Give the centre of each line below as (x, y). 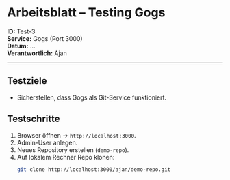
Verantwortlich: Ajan (37, 53)
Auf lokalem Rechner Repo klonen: (66, 157)
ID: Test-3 (21, 31)
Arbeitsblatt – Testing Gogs (86, 13)
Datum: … (21, 46)
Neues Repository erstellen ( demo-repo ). (73, 150)
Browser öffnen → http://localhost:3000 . (76, 135)
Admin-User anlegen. (47, 142)
